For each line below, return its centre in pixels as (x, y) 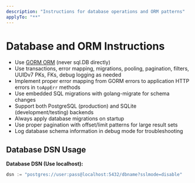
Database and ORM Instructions (85, 46)
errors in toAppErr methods (47, 87)
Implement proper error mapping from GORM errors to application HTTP (102, 81)
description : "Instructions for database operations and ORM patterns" (95, 11)
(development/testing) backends (54, 112)
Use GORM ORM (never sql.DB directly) (62, 62)
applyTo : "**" (23, 17)
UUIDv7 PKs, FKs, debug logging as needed (68, 75)
